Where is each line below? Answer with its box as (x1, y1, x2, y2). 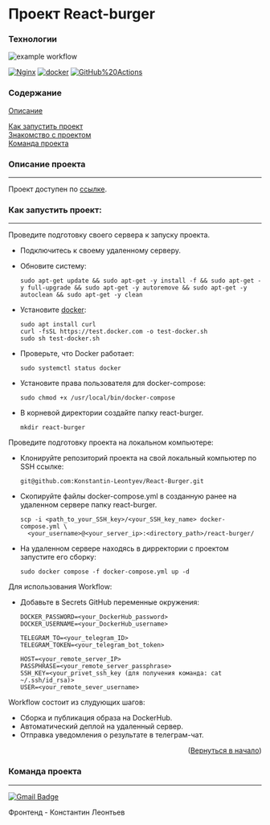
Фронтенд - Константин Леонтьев (8, 807, 125, 817)
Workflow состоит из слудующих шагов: (8, 697, 145, 708)
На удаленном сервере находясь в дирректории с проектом (19, 544, 229, 553)
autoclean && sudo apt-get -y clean (19, 291, 143, 299)
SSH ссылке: (19, 462, 64, 471)
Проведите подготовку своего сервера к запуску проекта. (8, 230, 211, 240)
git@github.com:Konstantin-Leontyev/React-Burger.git (19, 478, 204, 486)
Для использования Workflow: (8, 582, 112, 592)
